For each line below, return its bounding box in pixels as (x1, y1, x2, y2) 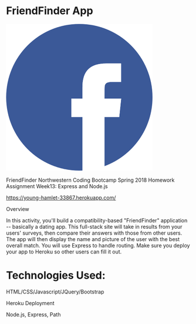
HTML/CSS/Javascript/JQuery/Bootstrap (6, 288, 104, 295)
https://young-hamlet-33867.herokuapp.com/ (6, 194, 116, 201)
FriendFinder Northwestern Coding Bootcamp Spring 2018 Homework (6, 176, 175, 183)
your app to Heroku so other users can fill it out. (6, 248, 122, 255)
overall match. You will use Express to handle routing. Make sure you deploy (6, 242, 190, 249)
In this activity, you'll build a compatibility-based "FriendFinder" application (6, 216, 188, 224)
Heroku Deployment (6, 299, 55, 306)
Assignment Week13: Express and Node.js (6, 182, 108, 189)
